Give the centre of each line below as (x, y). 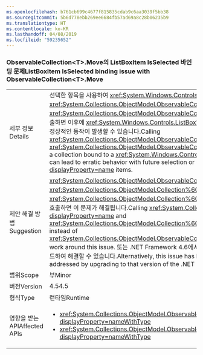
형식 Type (22, 298)
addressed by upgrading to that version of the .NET (122, 264)
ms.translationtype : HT (36, 23)
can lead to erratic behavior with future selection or (122, 162)
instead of (63, 231)
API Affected (27, 326)
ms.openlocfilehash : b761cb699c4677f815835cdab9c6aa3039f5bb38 (88, 12)
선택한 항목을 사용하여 (79, 96)
